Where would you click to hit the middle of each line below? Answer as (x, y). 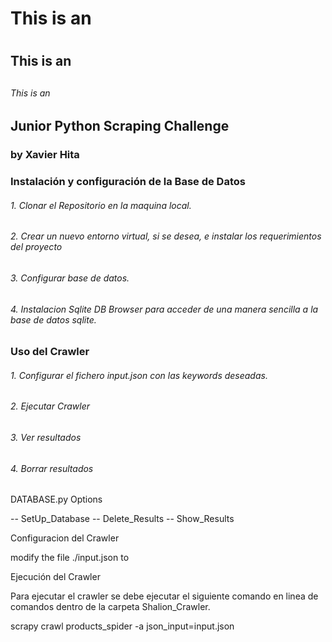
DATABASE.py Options (56, 499)
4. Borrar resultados (52, 468)
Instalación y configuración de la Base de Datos (128, 182)
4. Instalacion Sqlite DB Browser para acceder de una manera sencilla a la (164, 309)
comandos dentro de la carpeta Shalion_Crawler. (110, 607)
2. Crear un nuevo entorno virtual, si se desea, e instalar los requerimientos (166, 236)
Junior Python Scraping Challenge (120, 126)
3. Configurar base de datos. (70, 278)
